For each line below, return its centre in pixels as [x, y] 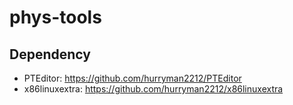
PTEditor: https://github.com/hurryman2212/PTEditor [132, 78]
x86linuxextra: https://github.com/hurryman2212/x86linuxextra [153, 89]
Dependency [50, 54]
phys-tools [55, 17]
